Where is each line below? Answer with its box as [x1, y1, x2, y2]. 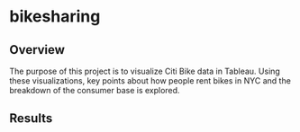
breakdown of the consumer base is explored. [9, 85, 180, 95]
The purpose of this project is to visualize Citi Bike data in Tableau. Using [9, 66, 281, 76]
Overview [9, 42, 66, 57]
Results [9, 110, 53, 127]
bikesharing [9, 6, 101, 27]
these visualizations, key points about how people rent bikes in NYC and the [9, 75, 291, 86]
